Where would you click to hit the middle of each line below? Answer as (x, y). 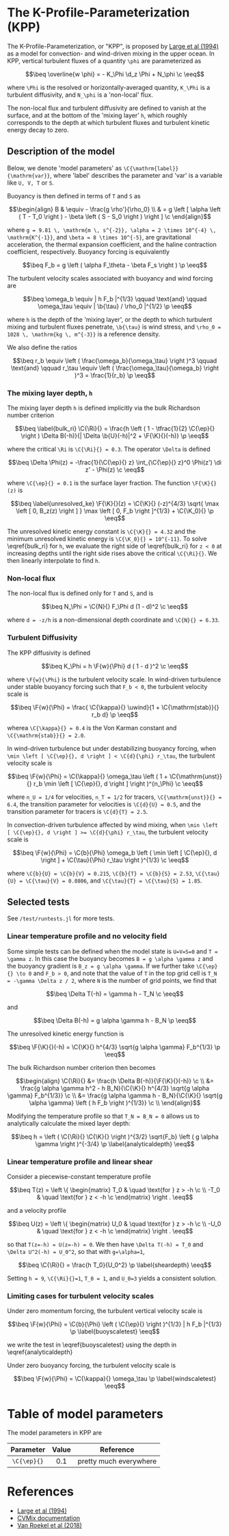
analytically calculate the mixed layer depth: (69, 1123)
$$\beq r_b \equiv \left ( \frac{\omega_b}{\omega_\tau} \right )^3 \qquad (115, 360)
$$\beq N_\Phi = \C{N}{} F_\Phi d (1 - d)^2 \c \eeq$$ (115, 607)
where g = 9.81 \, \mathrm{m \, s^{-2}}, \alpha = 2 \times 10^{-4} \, (112, 230)
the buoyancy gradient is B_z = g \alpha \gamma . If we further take (101, 966)
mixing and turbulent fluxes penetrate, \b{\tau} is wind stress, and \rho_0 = (114, 327)
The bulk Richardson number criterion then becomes (81, 1067)
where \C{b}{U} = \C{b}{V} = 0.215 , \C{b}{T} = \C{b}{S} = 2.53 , (100, 873)
